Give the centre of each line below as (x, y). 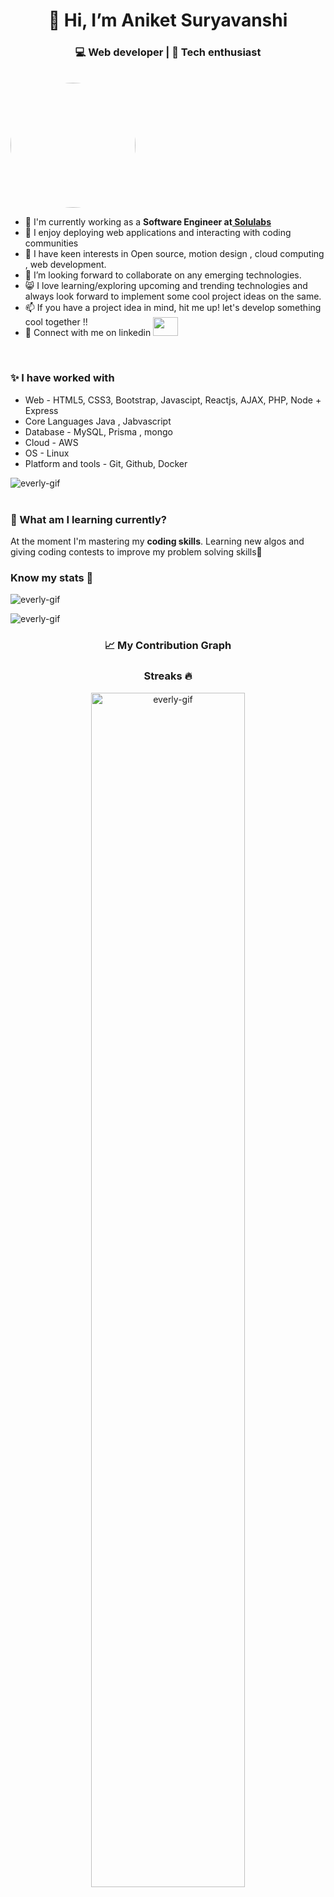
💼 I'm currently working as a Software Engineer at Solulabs (148, 222)
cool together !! (56, 322)
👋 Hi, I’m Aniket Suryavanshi (168, 20)
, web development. (65, 265)
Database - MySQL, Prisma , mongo (98, 431)
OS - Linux (47, 453)
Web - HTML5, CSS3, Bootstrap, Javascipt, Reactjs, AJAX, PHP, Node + (173, 400)
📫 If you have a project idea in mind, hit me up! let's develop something (173, 308)
